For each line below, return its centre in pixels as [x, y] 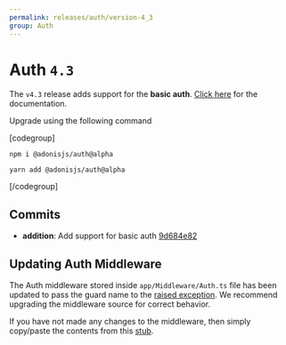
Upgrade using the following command [81, 121]
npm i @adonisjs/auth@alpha [61, 155]
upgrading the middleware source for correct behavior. [110, 304]
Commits [35, 214]
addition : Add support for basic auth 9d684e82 [110, 236]
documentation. [38, 104]
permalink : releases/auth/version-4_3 [81, 17]
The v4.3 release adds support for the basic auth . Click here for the [134, 94]
